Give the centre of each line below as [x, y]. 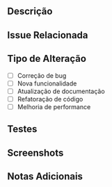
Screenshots [35, 153]
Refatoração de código [50, 99]
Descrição [30, 11]
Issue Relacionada [48, 35]
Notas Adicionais [45, 177]
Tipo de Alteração [47, 59]
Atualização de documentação [61, 91]
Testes [22, 129]
